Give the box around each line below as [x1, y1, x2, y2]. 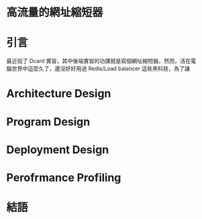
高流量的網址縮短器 [6, 6, 103, 20]
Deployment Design [6, 143, 109, 157]
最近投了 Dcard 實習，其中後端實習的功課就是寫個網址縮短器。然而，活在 [6, 58, 191, 65]
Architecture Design [6, 87, 111, 101]
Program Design [6, 114, 91, 128]
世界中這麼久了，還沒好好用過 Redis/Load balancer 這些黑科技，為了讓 [11, 65, 190, 72]
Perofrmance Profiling [6, 171, 121, 184]
